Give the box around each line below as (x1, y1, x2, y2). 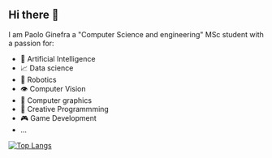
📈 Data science (19, 62, 74, 73)
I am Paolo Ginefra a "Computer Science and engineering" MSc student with (8, 29, 264, 39)
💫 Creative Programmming (19, 104, 110, 113)
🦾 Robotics (19, 75, 57, 84)
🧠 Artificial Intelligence (19, 53, 96, 63)
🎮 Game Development (19, 113, 97, 122)
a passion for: (8, 38, 54, 48)
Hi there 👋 (8, 8, 59, 22)
